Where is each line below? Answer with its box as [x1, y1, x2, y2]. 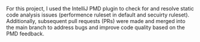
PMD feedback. [6, 30, 45, 37]
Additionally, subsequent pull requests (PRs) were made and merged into [6, 18, 186, 24]
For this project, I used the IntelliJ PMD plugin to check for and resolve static [6, 5, 194, 12]
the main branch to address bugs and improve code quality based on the [6, 24, 185, 31]
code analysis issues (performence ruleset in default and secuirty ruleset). [6, 11, 190, 18]
